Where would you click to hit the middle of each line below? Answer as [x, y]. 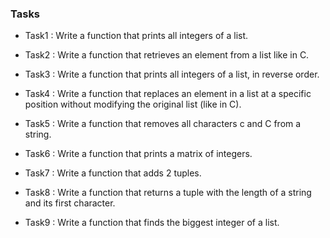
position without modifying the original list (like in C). [133, 104]
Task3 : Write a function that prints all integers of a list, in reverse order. [172, 74]
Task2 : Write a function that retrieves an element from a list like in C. [167, 55]
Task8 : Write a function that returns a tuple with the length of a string [168, 193]
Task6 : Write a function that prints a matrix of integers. [138, 154]
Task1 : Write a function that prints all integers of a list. [136, 36]
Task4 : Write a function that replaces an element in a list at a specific [168, 94]
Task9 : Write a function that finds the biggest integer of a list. [152, 223]
